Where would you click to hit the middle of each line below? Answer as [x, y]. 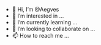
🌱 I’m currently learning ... [45, 22]
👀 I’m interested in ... [38, 16]
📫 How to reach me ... [40, 36]
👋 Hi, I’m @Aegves [36, 9]
